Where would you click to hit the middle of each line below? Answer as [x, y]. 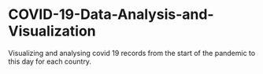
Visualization [52, 31]
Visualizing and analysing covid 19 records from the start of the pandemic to [132, 53]
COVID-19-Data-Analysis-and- [111, 15]
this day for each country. [50, 61]
